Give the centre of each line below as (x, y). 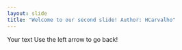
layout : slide (27, 13)
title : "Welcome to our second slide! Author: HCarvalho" (91, 20)
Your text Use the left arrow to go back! (63, 39)
